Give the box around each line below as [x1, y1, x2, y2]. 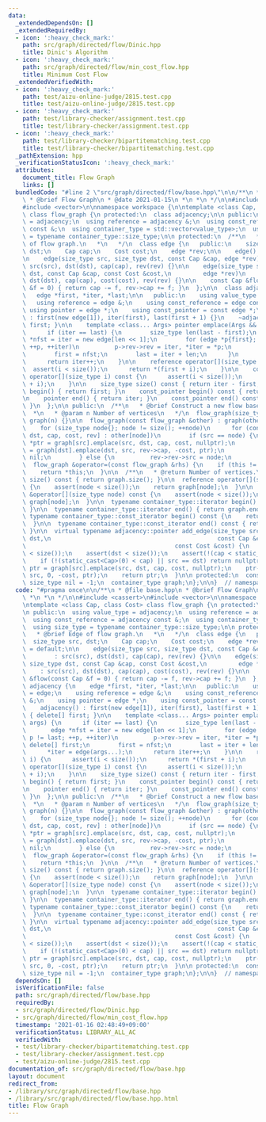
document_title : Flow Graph [22, 174, 115, 182]
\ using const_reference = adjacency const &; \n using [22, 616, 215, 624]
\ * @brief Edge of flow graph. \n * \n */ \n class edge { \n [22, 631, 246, 639]
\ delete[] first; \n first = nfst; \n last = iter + [22, 741, 246, 749]
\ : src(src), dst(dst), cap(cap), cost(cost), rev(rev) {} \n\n [22, 667, 249, 675]
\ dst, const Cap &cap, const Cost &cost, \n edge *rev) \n [22, 269, 246, 277]
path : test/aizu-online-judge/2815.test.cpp [22, 93, 172, 101]
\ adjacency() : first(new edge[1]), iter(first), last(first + [22, 704, 249, 712]
